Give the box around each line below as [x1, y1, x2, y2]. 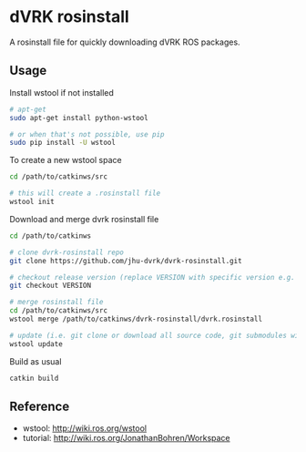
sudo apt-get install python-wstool [9, 113, 148, 122]
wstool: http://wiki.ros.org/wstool [22, 423, 148, 434]
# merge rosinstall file [9, 298, 104, 307]
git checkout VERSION [9, 281, 92, 291]
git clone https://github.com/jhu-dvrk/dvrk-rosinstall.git [9, 256, 243, 265]
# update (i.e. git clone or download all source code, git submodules [9, 331, 287, 340]
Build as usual [9, 355, 62, 366]
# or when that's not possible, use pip [9, 129, 166, 139]
